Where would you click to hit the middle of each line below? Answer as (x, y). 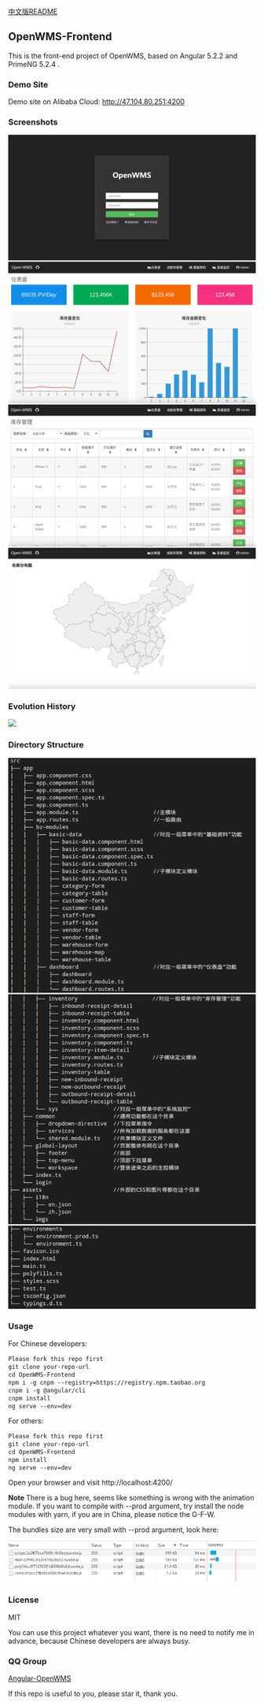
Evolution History (42, 707)
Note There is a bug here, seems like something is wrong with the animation (131, 1497)
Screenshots (33, 122)
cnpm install (29, 1398)
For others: (26, 1421)
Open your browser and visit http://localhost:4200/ (90, 1482)
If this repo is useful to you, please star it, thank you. (93, 1693)
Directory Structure (46, 745)
